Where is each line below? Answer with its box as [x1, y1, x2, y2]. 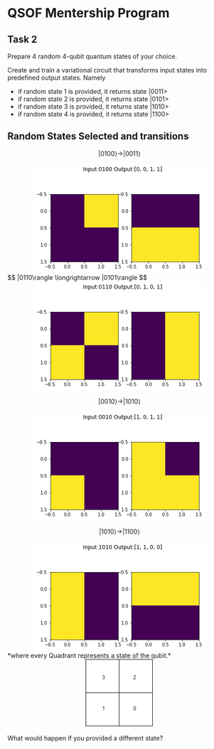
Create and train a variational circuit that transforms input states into [7, 66, 208, 74]
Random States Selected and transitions [7, 130, 189, 143]
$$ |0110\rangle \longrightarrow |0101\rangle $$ [7, 273, 148, 281]
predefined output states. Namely [7, 73, 106, 82]
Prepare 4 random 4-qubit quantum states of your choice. [7, 52, 178, 60]
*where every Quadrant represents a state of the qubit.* [7, 651, 172, 659]
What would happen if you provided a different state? [7, 733, 164, 742]
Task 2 [7, 33, 38, 45]
